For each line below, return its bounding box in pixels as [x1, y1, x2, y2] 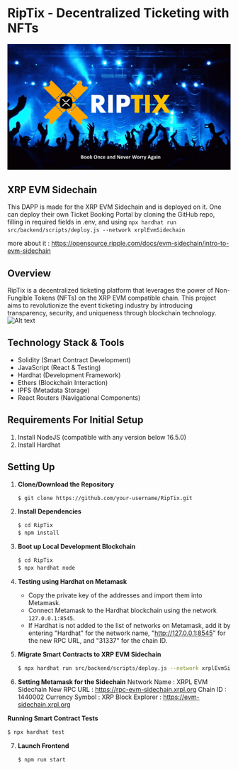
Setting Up [7, 461, 55, 473]
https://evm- [162, 693, 200, 701]
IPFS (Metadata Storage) [17, 386, 90, 394]
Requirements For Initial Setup [7, 414, 144, 426]
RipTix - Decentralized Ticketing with [7, 5, 229, 21]
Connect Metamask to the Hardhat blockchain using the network [28, 606, 217, 614]
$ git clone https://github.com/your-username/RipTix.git [17, 494, 193, 501]
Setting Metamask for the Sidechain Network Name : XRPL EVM [17, 677, 208, 686]
